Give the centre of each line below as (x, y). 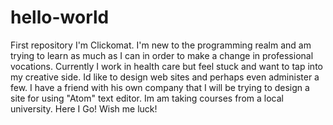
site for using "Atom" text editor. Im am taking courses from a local (147, 98)
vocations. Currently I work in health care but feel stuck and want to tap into (166, 66)
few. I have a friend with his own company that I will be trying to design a (160, 87)
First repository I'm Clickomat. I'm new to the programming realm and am (161, 45)
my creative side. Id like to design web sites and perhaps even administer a (165, 77)
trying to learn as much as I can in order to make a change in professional (162, 55)
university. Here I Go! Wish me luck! (84, 108)
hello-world (60, 17)
